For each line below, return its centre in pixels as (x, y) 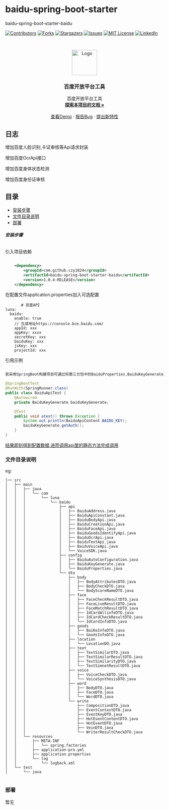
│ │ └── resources (29, 737)
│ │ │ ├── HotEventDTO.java (64, 724)
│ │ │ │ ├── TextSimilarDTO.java (67, 653)
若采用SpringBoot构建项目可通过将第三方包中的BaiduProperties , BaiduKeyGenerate (84, 374)
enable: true (28, 319)
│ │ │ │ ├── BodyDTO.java (59, 688)
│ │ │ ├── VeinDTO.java (59, 728)
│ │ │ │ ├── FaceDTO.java (59, 693)
